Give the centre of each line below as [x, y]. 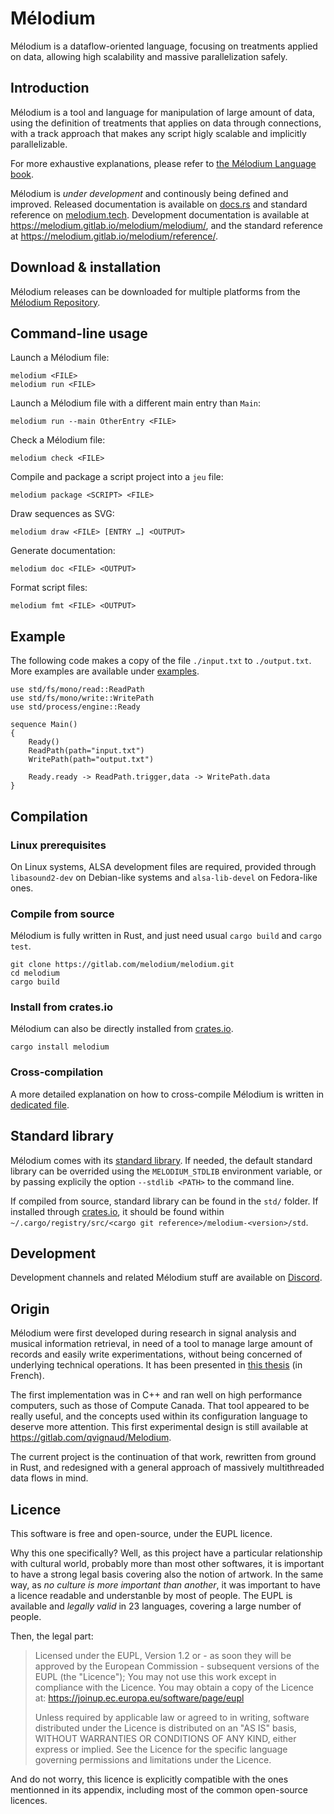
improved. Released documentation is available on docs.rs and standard [159, 204]
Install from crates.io [62, 1007]
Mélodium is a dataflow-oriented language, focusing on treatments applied [164, 46]
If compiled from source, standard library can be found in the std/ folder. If [164, 1201]
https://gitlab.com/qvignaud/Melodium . [91, 1438]
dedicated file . [40, 1104]
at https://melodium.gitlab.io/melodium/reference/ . [114, 236]
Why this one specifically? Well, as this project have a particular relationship [166, 1553]
